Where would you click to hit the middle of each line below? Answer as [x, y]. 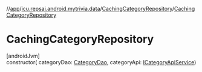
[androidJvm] [23, 56]
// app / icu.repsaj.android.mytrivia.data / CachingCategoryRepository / [90, 9]
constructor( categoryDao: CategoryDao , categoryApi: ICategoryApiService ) [101, 62]
